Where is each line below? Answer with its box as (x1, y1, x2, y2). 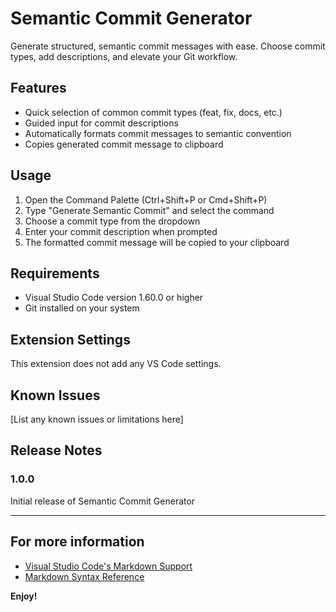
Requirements (10, 265, 100, 282)
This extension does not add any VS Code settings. (10, 358, 222, 370)
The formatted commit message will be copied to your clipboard (24, 236, 290, 248)
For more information (10, 533, 145, 551)
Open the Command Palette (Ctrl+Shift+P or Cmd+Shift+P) (24, 193, 268, 206)
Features (10, 80, 67, 97)
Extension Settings (10, 331, 131, 348)
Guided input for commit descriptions (24, 117, 179, 129)
